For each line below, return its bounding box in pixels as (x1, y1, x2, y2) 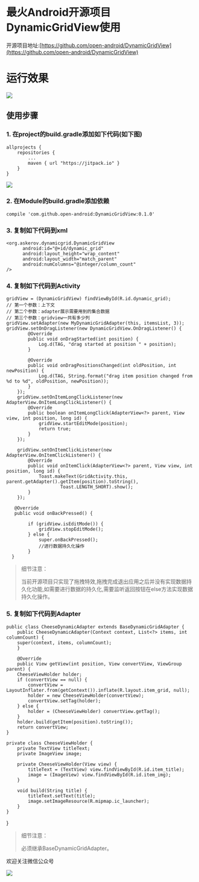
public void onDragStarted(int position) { (28, 336, 139, 342)
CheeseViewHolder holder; (17, 671, 83, 677)
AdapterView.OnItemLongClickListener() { (6, 400, 112, 406)
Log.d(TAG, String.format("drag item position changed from (38, 373, 193, 379)
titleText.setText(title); (28, 793, 96, 799)
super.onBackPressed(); (38, 537, 98, 543)
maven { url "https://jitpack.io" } (28, 160, 120, 166)
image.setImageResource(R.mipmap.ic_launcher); (28, 798, 150, 804)
